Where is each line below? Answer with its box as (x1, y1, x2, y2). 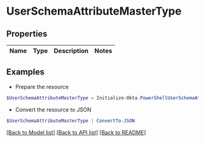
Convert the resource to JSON (15, 105, 92, 113)
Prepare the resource (15, 83, 69, 90)
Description (54, 47, 88, 55)
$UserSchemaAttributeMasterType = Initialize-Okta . (6, 94, 140, 101)
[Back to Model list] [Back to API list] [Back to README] (6, 129, 146, 136)
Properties (6, 29, 48, 39)
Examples (6, 67, 45, 77)
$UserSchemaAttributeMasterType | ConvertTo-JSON (6, 118, 135, 124)
